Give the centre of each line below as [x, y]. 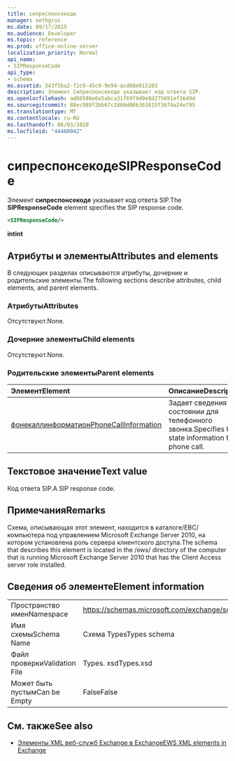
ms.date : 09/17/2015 [37, 27]
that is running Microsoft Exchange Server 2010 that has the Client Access [114, 557]
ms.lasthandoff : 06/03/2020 [48, 124]
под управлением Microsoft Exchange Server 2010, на [126, 534]
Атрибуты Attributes [43, 306]
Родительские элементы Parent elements [81, 372]
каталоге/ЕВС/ [177, 527]
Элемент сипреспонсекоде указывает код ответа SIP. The [94, 200]
